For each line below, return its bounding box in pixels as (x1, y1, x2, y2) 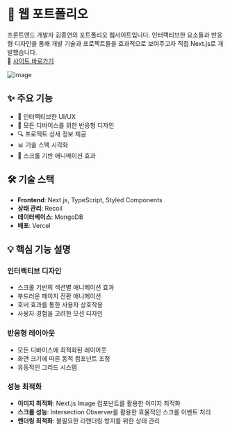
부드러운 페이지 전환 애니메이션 (17, 292, 101, 300)
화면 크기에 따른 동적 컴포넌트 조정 (17, 354, 110, 362)
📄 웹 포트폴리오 (7, 6, 89, 22)
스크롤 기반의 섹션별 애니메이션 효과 (17, 283, 115, 292)
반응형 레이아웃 (7, 328, 56, 338)
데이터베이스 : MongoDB (17, 213, 83, 221)
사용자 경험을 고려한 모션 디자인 (17, 309, 103, 318)
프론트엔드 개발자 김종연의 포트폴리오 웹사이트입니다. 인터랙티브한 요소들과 (7, 31, 210, 39)
